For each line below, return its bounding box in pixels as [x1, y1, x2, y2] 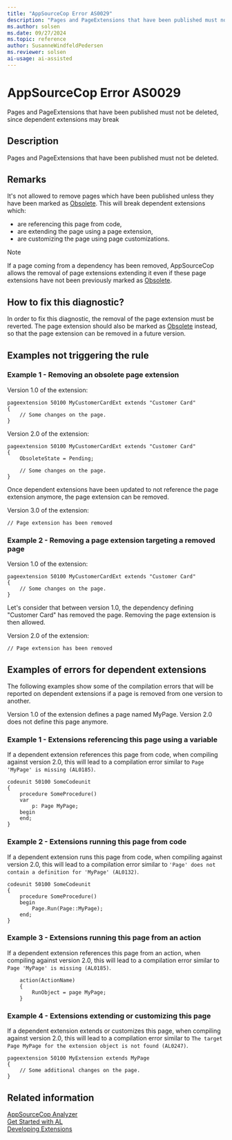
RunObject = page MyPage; [32, 989, 107, 996]
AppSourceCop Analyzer [7, 1110, 78, 1118]
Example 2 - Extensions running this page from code [7, 837, 187, 847]
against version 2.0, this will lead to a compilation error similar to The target [7, 1034, 223, 1042]
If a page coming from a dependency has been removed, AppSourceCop [7, 261, 214, 270]
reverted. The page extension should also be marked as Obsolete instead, [7, 322, 217, 331]
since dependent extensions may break [7, 115, 119, 123]
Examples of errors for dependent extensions [7, 663, 207, 675]
